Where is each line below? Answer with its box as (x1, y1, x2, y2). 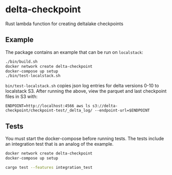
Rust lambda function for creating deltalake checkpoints (5, 21, 124, 27)
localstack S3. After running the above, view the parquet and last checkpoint (5, 88, 167, 94)
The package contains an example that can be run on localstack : (5, 49, 143, 55)
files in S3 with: (5, 93, 38, 100)
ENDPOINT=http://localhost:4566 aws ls (5, 104, 91, 109)
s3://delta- (92, 104, 118, 109)
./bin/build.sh (5, 59, 38, 64)
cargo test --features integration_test (5, 165, 93, 170)
